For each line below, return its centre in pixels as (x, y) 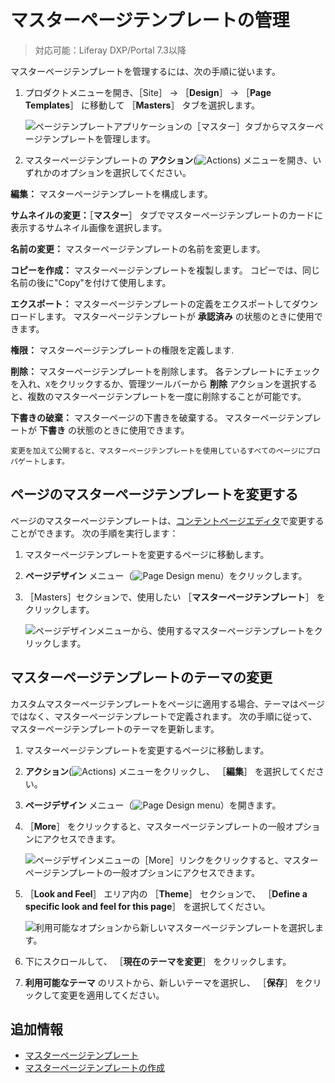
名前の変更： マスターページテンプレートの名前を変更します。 (138, 248)
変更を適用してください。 (112, 995)
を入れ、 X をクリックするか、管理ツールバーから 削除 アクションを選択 (155, 383)
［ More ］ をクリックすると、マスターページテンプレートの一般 (155, 826)
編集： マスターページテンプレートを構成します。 (111, 193)
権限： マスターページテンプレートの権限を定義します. (122, 350)
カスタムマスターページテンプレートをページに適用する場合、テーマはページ (167, 703)
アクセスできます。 (81, 838)
